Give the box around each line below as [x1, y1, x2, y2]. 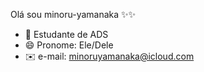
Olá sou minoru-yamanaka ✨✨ [10, 9, 137, 20]
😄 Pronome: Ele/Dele [24, 39, 114, 51]
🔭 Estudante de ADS [24, 29, 109, 40]
